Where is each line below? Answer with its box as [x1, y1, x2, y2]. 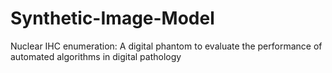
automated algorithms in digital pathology [10, 50, 182, 62]
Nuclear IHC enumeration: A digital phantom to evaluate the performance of [10, 40, 323, 52]
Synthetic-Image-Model [10, 7, 215, 30]
